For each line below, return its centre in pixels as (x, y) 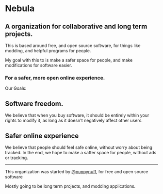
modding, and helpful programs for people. (48, 51)
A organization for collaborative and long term (76, 26)
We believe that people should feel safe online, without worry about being (79, 147)
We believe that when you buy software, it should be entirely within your (77, 115)
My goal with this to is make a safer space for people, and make (69, 60)
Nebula (20, 8)
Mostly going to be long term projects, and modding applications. (70, 186)
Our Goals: (16, 88)
